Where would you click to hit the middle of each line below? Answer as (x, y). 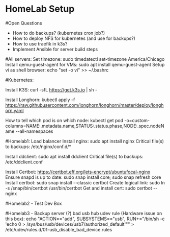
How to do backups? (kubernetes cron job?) (59, 33)
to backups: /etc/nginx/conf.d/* (38, 147)
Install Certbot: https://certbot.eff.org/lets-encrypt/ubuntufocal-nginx (78, 172)
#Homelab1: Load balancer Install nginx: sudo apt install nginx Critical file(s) (85, 141)
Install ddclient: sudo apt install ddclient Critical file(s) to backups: (74, 156)
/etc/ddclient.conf (24, 162)
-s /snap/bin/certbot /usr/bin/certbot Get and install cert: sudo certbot (79, 188)
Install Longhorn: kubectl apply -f (40, 100)
